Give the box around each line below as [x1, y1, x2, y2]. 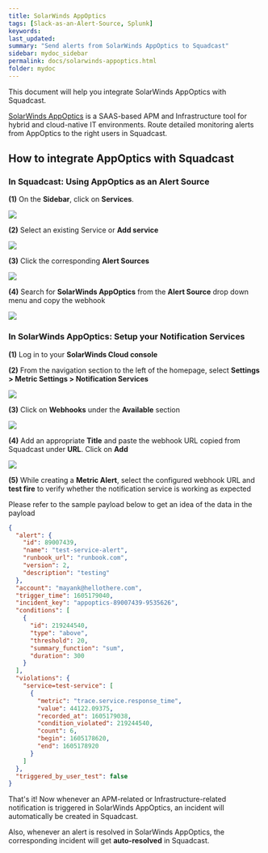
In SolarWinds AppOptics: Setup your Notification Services [8, 331, 245, 343]
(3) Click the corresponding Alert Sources [8, 256, 149, 266]
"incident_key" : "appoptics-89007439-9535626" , [15, 599, 179, 608]
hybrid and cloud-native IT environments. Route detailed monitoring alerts [8, 119, 254, 130]
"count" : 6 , [37, 727, 78, 736]
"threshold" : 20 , [29, 637, 89, 645]
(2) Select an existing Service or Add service [8, 225, 159, 235]
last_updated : [8, 34, 57, 43]
